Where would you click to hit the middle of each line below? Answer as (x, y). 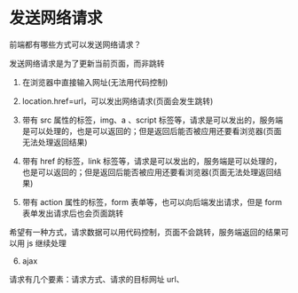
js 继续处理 (46, 243)
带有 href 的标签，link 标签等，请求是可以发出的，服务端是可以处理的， (152, 161)
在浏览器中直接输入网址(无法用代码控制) (95, 82)
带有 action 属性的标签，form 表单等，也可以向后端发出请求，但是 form (152, 202)
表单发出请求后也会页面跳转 (73, 213)
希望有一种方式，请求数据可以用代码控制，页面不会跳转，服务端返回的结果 (145, 232)
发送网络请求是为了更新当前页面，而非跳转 (87, 63)
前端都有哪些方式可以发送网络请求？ (75, 44)
